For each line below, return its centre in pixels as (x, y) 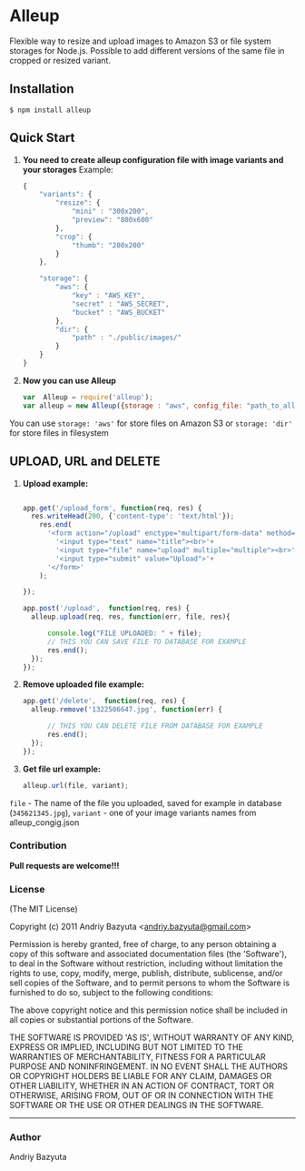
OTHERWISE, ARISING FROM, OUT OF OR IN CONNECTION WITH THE (142, 1095)
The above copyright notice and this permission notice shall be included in (148, 1010)
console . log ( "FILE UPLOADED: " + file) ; (124, 633)
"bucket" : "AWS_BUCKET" (118, 312)
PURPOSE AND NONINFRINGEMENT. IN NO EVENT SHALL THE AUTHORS (149, 1066)
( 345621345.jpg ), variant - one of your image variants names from (133, 813)
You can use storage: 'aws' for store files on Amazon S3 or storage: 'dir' (151, 423)
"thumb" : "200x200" (108, 245)
